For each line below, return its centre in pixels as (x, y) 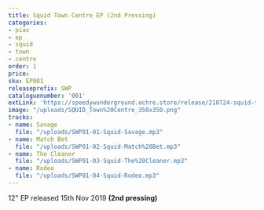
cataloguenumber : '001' (47, 96)
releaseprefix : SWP (40, 88)
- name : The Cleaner (42, 154)
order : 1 (22, 67)
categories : (27, 23)
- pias (19, 30)
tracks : (21, 118)
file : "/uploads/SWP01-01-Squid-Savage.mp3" (89, 132)
